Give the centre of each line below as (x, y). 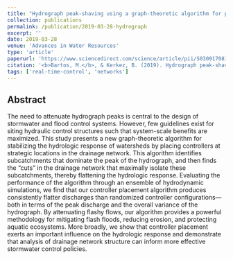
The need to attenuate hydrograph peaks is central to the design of (103, 116)
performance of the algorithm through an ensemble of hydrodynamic (106, 183)
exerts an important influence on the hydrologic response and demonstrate (114, 234)
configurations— (198, 198)
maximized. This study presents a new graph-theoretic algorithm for (105, 139)
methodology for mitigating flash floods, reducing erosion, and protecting (112, 220)
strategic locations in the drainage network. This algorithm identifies (105, 153)
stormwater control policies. (47, 249)
